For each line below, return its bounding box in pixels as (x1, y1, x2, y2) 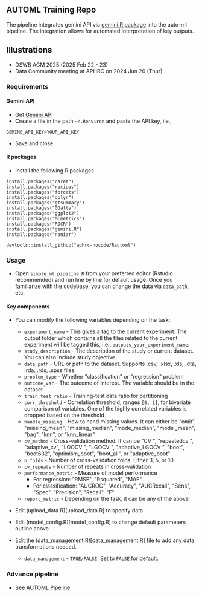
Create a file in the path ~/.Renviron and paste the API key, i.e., (14, 117, 172, 125)
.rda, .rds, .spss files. (24, 367, 77, 374)
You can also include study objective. (24, 354, 117, 361)
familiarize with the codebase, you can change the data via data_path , (14, 282, 189, 290)
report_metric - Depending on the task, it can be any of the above (24, 495, 189, 503)
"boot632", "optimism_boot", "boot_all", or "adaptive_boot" (24, 450, 171, 457)
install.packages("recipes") (6, 184, 80, 190)
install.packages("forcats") (6, 189, 80, 195)
